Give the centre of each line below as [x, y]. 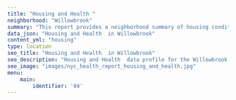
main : [28, 79]
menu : [15, 73]
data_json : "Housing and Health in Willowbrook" [81, 33]
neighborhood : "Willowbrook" [50, 20]
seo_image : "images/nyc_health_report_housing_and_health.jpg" [102, 66]
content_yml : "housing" [42, 40]
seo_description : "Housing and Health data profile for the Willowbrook [118, 60]
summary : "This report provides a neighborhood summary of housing [108, 27]
